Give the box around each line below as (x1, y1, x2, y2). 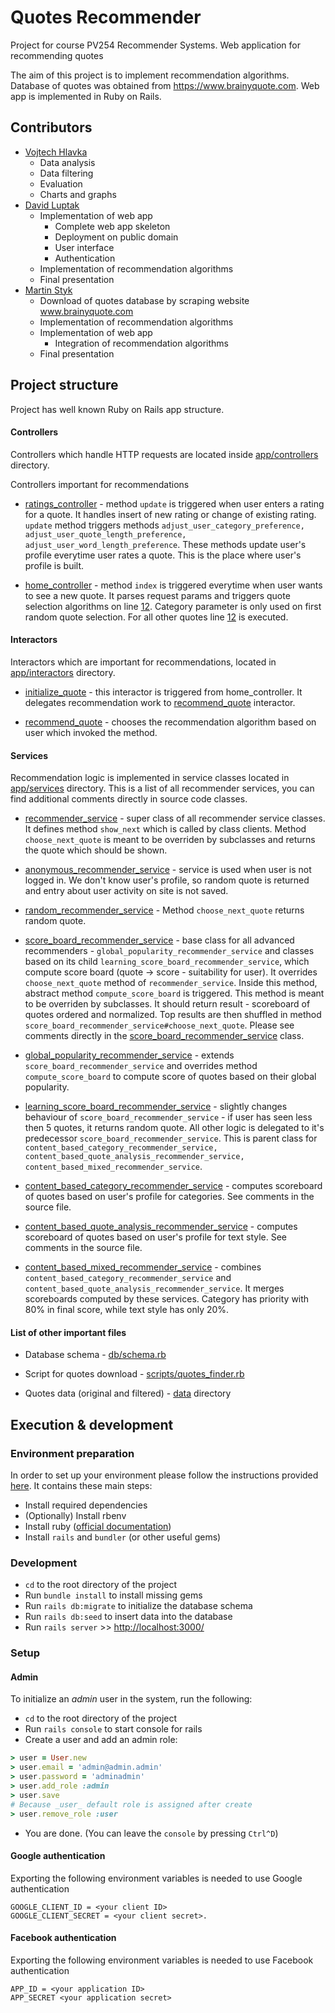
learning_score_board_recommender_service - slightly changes (24, 1101, 288, 1113)
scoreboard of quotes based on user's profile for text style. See (24, 1231, 288, 1243)
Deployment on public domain (54, 231, 179, 243)
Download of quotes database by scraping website (39, 294, 250, 306)
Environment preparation (10, 1446, 135, 1460)
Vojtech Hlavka (24, 146, 88, 158)
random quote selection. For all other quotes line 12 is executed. (24, 611, 289, 623)
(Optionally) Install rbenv (24, 1510, 127, 1522)
